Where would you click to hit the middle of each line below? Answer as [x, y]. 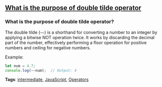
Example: [14, 57]
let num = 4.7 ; [20, 66]
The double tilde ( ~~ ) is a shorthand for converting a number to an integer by [81, 32]
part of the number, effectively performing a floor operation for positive [76, 43]
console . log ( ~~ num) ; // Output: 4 [41, 70]
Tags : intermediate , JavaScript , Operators [47, 80]
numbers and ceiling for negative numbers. [48, 47]
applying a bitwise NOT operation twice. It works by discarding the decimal [80, 37]
